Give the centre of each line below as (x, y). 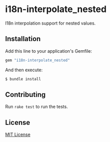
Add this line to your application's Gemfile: (49, 51)
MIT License (18, 134)
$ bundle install (23, 79)
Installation (23, 39)
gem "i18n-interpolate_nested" (38, 60)
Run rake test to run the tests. (37, 107)
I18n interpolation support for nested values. (51, 23)
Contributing (25, 95)
